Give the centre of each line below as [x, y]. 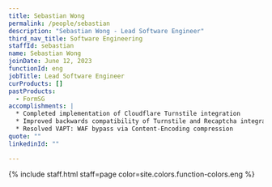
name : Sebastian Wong [45, 53]
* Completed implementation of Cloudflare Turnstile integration [128, 114]
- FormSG [30, 99]
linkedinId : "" [34, 144]
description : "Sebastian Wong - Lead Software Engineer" [106, 31]
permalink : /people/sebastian [59, 23]
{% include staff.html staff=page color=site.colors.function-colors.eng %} [132, 174]
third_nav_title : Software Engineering [76, 38]
